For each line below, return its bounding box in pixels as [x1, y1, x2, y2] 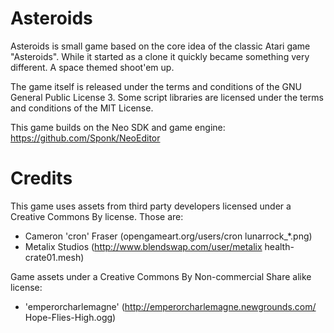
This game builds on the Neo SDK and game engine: [10, 121, 226, 133]
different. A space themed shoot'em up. [10, 61, 175, 73]
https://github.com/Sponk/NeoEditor [10, 132, 161, 144]
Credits [10, 167, 73, 190]
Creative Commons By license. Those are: [10, 210, 184, 222]
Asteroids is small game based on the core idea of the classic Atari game [10, 40, 311, 52]
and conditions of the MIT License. [10, 102, 154, 114]
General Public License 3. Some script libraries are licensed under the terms [10, 91, 324, 103]
